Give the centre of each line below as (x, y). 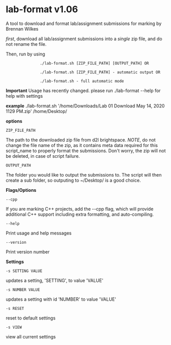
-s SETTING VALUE (24, 271)
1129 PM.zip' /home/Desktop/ (37, 111)
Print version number (28, 252)
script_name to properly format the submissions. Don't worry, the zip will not (86, 151)
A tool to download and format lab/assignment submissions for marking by (84, 23)
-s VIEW (14, 327)
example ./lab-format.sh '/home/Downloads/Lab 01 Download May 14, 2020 (85, 106)
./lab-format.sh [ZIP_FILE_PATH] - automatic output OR (100, 72)
